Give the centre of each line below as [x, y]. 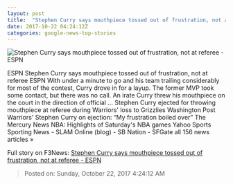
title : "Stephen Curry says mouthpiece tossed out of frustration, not [114, 20]
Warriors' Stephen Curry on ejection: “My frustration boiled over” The [106, 118]
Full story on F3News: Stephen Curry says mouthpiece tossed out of [105, 153]
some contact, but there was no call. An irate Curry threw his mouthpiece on [116, 95]
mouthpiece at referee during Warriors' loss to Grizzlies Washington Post [112, 110]
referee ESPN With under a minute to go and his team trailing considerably [113, 81]
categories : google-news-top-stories [62, 33]
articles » [20, 140]
